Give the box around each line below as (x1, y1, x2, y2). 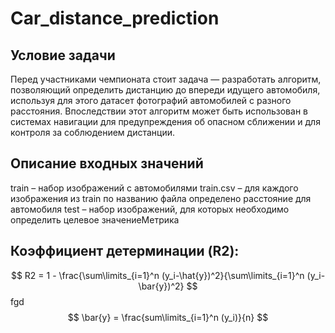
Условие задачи (10, 47, 116, 64)
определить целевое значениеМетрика (10, 213, 180, 226)
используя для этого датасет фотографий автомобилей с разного (10, 95, 292, 106)
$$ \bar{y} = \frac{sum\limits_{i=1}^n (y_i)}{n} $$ (67, 311, 269, 323)
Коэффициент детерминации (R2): (10, 243, 240, 260)
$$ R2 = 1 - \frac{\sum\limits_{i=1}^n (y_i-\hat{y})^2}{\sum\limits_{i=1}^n (10, 269, 305, 281)
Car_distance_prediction (10, 7, 220, 30)
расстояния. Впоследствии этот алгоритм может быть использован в (10, 105, 308, 117)
